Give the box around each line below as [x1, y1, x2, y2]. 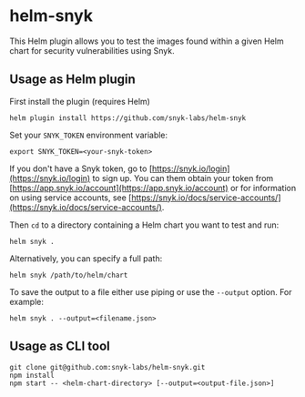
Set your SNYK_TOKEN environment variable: [9, 129, 168, 140]
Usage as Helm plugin [9, 72, 137, 87]
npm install [9, 371, 55, 380]
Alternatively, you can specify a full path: [9, 252, 163, 264]
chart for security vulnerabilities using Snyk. [9, 45, 175, 56]
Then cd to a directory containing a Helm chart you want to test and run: [9, 219, 280, 230]
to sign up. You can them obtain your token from [92, 172, 274, 183]
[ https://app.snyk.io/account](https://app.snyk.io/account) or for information [9, 182, 297, 193]
